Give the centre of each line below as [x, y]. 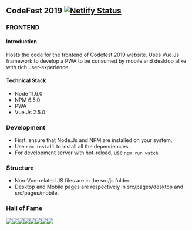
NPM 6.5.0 [27, 100]
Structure [20, 168]
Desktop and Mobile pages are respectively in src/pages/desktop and [99, 187]
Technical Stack [26, 80]
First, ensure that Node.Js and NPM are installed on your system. [93, 140]
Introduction [21, 41]
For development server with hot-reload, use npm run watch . [87, 153]
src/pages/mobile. [37, 193]
